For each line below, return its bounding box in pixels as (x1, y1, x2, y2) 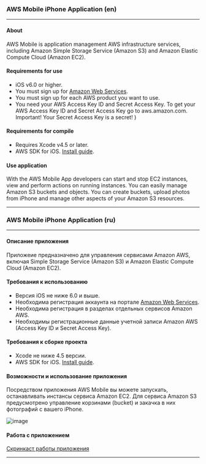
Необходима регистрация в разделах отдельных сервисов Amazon (15, 305, 193, 312)
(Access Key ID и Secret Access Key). (15, 324, 112, 332)
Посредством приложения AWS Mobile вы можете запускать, (6, 386, 169, 394)
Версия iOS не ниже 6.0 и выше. (15, 291, 100, 299)
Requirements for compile (6, 127, 74, 135)
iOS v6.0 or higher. (15, 81, 63, 88)
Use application (6, 162, 47, 169)
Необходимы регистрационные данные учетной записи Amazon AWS (15, 318, 198, 325)
